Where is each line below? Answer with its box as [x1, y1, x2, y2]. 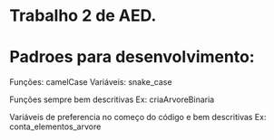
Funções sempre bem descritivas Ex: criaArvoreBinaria [9, 94, 215, 105]
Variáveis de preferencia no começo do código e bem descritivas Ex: [9, 112, 267, 123]
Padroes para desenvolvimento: [9, 47, 256, 68]
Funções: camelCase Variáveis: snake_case [9, 77, 172, 88]
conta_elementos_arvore [9, 121, 102, 132]
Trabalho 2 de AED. [9, 5, 157, 26]
